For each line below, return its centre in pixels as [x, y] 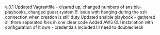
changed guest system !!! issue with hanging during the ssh [87, 12]
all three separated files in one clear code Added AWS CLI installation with [79, 22]
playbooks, [16, 12]
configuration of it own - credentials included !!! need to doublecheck [74, 27]
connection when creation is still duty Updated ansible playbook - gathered [80, 17]
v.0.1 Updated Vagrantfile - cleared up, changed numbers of [65, 7]
